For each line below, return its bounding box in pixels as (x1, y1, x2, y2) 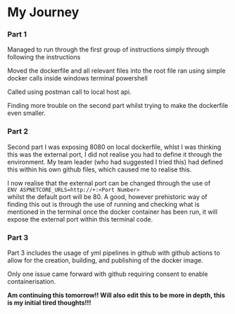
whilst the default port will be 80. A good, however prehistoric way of (7, 192, 208, 201)
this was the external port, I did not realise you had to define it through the (7, 150, 222, 159)
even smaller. (7, 109, 46, 117)
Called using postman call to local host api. (7, 87, 132, 96)
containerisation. (7, 277, 56, 286)
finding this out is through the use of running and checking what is (7, 200, 200, 208)
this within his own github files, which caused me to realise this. (7, 165, 192, 174)
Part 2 (7, 126, 29, 136)
